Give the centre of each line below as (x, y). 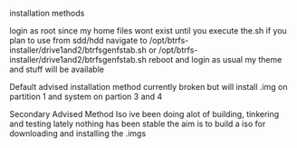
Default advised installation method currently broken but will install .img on (148, 87)
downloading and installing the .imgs (78, 133)
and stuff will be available (57, 69)
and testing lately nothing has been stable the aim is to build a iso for (138, 123)
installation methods (47, 13)
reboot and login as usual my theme (215, 59)
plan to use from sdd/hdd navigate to (78, 40)
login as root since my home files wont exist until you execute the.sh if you (148, 30)
